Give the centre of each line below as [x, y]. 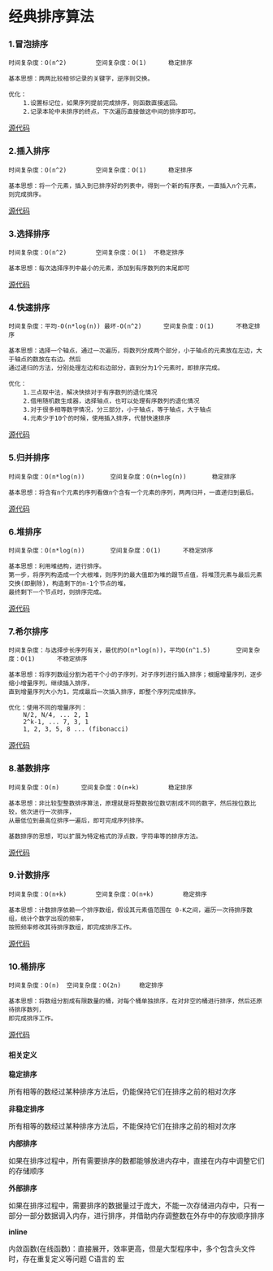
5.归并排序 [29, 458]
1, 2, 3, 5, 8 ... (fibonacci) [76, 729]
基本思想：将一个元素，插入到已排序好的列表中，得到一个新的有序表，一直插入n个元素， [134, 186]
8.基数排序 [29, 768]
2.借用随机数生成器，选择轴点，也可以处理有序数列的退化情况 [111, 401]
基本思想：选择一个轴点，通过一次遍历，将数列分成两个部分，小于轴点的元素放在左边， [132, 351]
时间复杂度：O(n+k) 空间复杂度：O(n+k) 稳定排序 [108, 894]
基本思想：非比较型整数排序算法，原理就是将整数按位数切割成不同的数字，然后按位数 [129, 803]
